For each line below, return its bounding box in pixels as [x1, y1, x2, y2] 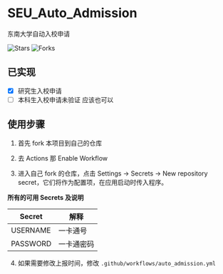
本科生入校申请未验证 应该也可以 [17, 95, 114, 104]
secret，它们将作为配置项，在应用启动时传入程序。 [17, 178, 168, 186]
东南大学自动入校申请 [7, 29, 70, 38]
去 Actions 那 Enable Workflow [17, 153, 108, 162]
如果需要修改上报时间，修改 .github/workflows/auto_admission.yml [17, 258, 216, 267]
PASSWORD [11, 238, 52, 248]
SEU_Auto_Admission [7, 5, 138, 21]
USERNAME [11, 225, 51, 235]
